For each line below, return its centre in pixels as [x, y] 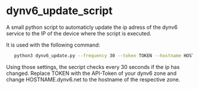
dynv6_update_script [59, 11]
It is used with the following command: [53, 45]
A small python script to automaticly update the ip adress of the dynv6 [92, 27]
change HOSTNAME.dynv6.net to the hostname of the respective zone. [93, 79]
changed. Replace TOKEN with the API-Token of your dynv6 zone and [91, 73]
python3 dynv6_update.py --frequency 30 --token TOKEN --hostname [98, 55]
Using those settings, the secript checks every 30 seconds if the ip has [93, 67]
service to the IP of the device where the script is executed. [79, 33]
